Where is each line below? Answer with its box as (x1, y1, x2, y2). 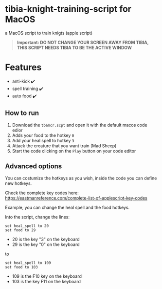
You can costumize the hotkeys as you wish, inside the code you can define (5, 175, 157, 181)
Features (5, 62, 42, 73)
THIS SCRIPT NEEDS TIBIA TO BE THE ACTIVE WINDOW (17, 44, 132, 50)
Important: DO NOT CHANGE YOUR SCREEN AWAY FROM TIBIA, (17, 39, 149, 45)
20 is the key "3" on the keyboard (12, 236, 80, 242)
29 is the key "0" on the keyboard (12, 241, 80, 247)
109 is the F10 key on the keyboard (12, 273, 82, 279)
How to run (5, 109, 39, 117)
